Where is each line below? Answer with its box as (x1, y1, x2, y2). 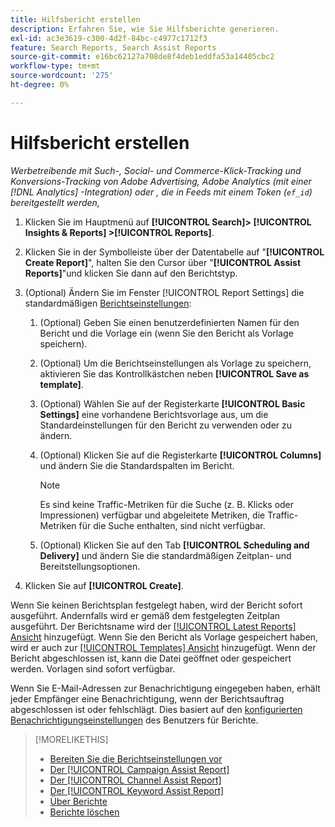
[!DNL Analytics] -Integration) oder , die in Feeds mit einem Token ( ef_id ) (10, 186, 313, 198)
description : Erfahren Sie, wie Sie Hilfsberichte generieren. (10, 24, 280, 34)
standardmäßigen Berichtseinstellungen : (24, 297, 192, 309)
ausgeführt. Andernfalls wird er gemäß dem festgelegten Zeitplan (10, 609, 281, 621)
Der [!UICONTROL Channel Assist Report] (49, 774, 222, 786)
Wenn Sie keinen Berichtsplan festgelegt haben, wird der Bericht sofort (10, 599, 303, 611)
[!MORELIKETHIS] (34, 733, 109, 745)
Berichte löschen (49, 806, 120, 818)
